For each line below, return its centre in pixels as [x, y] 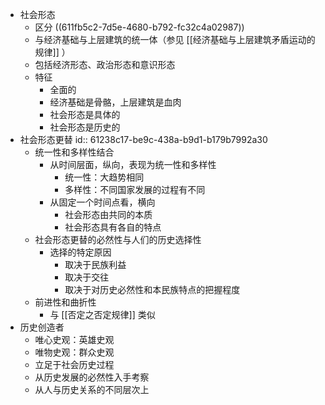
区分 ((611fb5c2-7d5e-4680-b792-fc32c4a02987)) [139, 27]
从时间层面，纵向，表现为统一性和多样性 [133, 164]
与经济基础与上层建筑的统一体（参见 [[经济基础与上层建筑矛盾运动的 [175, 39]
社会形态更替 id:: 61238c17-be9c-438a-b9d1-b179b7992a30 [143, 139]
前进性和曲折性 [65, 302]
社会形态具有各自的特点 [113, 227]
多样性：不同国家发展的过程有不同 [135, 189]
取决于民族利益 [95, 264]
